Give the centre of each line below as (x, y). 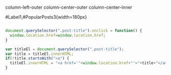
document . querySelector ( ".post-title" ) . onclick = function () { (74, 31)
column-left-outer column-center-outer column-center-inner (69, 7)
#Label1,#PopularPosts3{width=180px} (46, 17)
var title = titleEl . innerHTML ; (39, 54)
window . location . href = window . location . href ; (58, 35)
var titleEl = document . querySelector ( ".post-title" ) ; (65, 49)
